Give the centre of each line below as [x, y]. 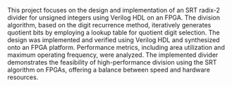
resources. [23, 77]
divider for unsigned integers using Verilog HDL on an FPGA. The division [114, 18]
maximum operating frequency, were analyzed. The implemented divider [113, 55]
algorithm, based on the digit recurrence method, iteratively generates [109, 25]
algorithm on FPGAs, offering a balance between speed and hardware [109, 70]
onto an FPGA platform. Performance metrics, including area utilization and [116, 47]
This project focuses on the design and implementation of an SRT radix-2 [114, 10]
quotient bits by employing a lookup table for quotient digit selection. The [114, 32]
